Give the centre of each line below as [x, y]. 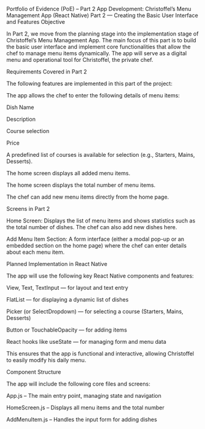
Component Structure [34, 372]
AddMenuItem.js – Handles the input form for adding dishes [82, 420]
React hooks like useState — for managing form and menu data [87, 342]
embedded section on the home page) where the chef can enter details [97, 245]
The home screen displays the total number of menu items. [81, 185]
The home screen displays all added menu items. [68, 173]
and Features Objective [36, 22]
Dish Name [20, 107]
